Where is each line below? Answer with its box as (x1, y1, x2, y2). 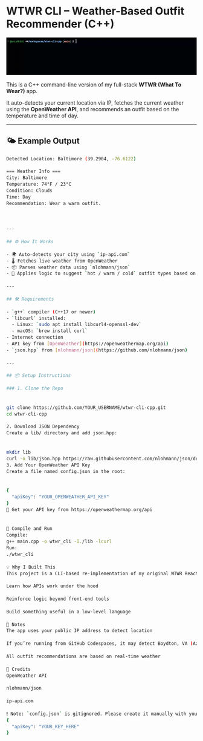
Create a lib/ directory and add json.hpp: (6, 430, 118, 436)
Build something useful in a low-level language (6, 609, 131, 615)
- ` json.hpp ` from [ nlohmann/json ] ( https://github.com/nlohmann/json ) (6, 347, 188, 353)
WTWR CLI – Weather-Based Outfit (6, 4, 185, 18)
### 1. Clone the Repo (6, 385, 63, 391)
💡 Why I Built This (6, 564, 56, 570)
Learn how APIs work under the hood (6, 583, 98, 589)
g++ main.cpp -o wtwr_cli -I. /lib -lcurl (6, 538, 112, 545)
